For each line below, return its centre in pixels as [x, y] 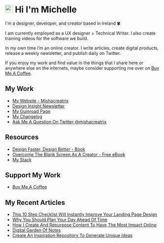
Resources [22, 137]
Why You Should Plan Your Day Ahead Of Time [60, 220]
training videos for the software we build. [47, 38]
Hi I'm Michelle [46, 10]
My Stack [22, 160]
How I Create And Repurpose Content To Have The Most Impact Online [84, 225]
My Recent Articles [35, 202]
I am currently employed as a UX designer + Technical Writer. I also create [81, 33]
